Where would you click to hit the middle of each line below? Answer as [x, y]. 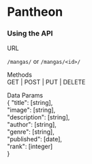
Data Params [25, 95]
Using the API [30, 34]
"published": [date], [35, 139]
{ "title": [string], [30, 103]
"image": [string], [31, 110]
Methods [20, 75]
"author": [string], [32, 125]
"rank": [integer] [30, 147]
